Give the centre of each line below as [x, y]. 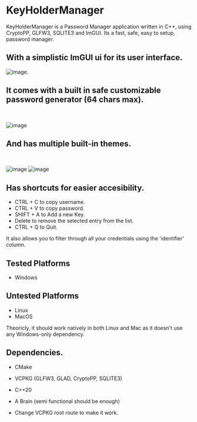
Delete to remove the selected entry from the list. [74, 221]
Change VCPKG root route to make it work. [66, 413]
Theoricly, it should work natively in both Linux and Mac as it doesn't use [94, 328]
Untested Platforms [43, 296]
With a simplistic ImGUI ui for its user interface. [94, 57]
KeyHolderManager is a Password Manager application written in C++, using [99, 27]
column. [16, 245]
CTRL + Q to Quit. [36, 227]
